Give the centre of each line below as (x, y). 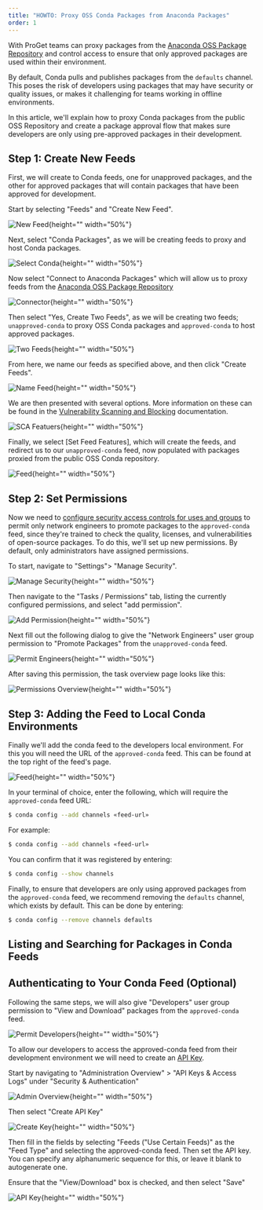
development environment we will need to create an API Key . (106, 1058)
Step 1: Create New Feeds (72, 158)
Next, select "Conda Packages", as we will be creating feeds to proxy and (127, 239)
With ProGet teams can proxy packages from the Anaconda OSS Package (128, 45)
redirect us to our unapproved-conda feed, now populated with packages (124, 450)
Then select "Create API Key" (56, 1111)
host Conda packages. (45, 248)
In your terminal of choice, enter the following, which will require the (118, 792)
